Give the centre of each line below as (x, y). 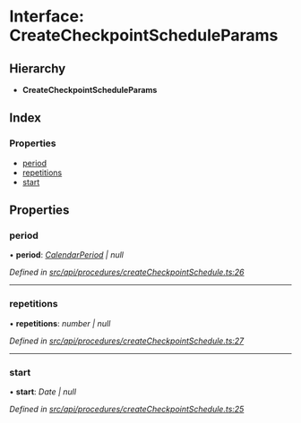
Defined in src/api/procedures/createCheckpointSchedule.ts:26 (127, 272)
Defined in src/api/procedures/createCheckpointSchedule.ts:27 (127, 341)
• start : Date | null (43, 392)
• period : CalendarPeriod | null (66, 255)
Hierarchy (38, 68)
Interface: (47, 17)
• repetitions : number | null (60, 323)
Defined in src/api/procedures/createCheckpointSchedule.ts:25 (127, 409)
